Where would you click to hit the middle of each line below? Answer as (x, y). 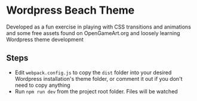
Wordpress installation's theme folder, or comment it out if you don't (99, 78)
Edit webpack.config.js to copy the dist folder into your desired (93, 72)
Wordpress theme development (45, 39)
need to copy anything (42, 85)
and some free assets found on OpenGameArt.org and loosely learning (93, 33)
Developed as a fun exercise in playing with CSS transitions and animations (98, 27)
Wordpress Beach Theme (70, 10)
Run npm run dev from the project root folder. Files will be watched (96, 91)
